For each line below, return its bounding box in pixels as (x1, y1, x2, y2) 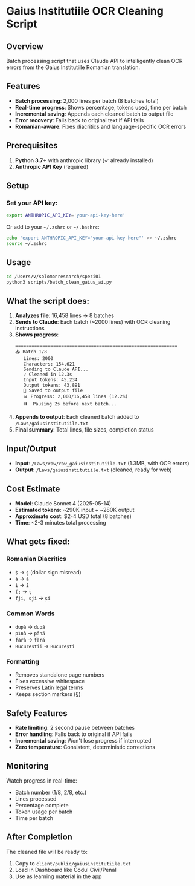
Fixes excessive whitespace (14, 678, 85, 685)
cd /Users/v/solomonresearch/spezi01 (6, 274, 101, 280)
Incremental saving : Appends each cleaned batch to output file (14, 110, 174, 117)
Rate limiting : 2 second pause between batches (14, 724, 135, 732)
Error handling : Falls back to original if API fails (14, 730, 133, 738)
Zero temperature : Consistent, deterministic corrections (14, 743, 156, 751)
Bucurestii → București (14, 642, 75, 649)
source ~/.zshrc (6, 241, 47, 247)
